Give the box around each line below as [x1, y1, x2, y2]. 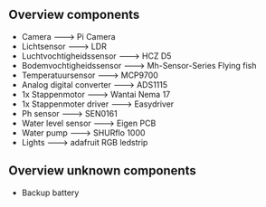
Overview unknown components [8, 163, 196, 179]
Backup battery [21, 187, 80, 198]
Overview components [8, 7, 140, 23]
